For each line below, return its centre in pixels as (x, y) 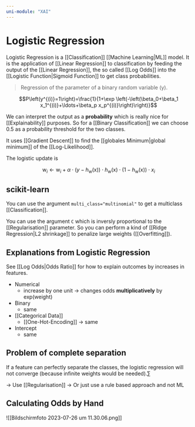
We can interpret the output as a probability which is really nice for (87, 116)
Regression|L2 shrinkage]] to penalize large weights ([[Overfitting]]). (89, 234)
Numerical (27, 284)
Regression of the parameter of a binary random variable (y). (94, 87)
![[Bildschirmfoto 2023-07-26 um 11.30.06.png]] (64, 418)
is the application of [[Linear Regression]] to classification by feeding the (94, 63)
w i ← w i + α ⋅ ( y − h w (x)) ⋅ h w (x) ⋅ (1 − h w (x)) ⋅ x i (99, 170)
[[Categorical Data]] (39, 316)
